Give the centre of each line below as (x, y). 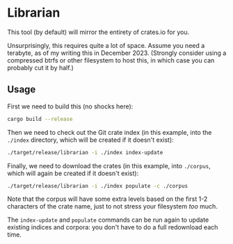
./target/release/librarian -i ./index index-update (85, 152)
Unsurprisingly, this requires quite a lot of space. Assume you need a (106, 45)
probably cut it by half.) (41, 67)
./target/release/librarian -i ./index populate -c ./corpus (98, 186)
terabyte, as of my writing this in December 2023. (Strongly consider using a (117, 53)
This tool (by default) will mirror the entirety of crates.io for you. (98, 32)
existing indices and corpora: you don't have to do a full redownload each (113, 227)
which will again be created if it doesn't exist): (73, 173)
